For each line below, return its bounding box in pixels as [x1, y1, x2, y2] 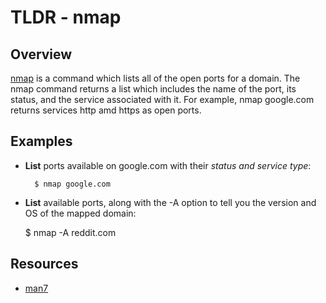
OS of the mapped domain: [24, 207, 137, 219]
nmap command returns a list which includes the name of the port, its [10, 83, 297, 95]
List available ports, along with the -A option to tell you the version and [24, 196, 317, 208]
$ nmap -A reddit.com [24, 226, 117, 238]
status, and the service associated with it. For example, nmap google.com [10, 94, 315, 105]
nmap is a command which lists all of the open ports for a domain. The [10, 72, 301, 84]
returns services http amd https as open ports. [10, 104, 202, 116]
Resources [10, 256, 79, 273]
